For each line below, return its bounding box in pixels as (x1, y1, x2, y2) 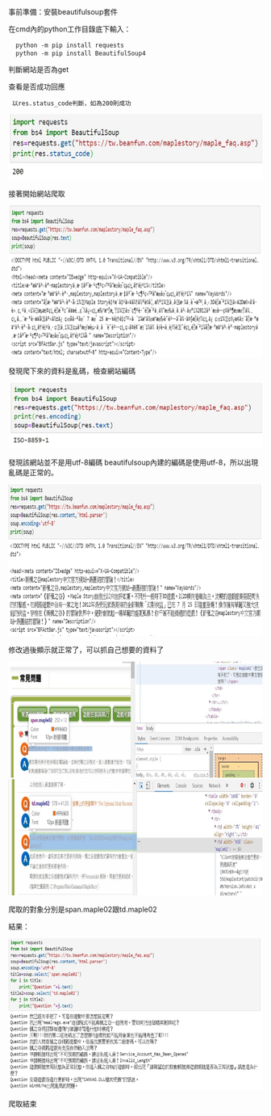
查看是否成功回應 (8, 82, 65, 91)
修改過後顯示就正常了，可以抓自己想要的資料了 (8, 645, 164, 655)
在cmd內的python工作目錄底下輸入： (8, 24, 131, 34)
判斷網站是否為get (8, 65, 69, 74)
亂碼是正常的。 (8, 468, 58, 477)
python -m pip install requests (15, 41, 125, 49)
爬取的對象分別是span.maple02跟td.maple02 (8, 904, 157, 914)
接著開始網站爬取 (8, 189, 65, 198)
